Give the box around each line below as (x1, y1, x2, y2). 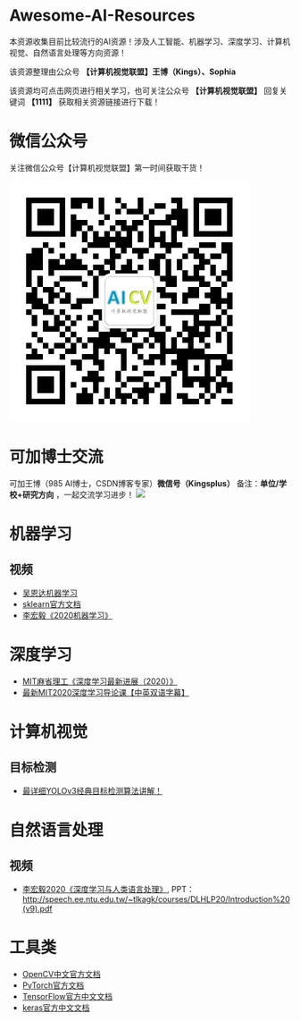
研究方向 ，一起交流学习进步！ (21, 489, 135, 500)
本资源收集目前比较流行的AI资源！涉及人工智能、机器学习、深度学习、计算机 (9, 36, 291, 46)
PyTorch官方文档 (21, 980, 85, 991)
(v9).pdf (21, 903, 53, 914)
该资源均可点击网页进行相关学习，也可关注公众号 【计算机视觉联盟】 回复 (9, 85, 279, 96)
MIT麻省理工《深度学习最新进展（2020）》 (21, 676, 178, 687)
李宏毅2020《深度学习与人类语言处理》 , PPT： (21, 883, 195, 894)
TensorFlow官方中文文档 (21, 991, 113, 1001)
